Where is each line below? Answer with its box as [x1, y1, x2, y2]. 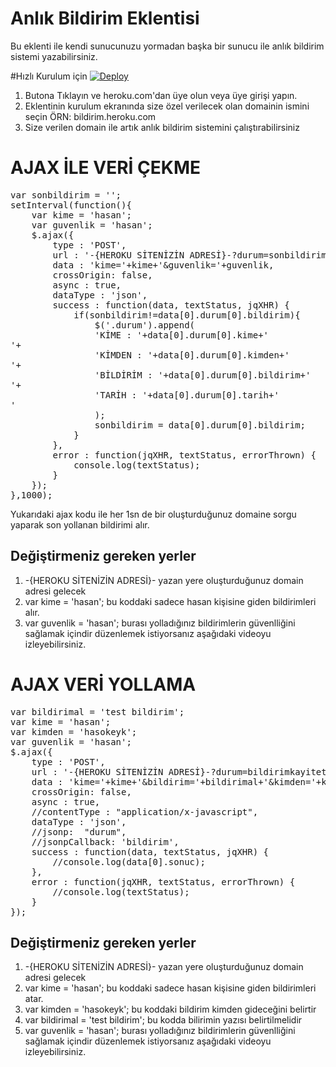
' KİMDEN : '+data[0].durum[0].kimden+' [94, 349, 290, 361]
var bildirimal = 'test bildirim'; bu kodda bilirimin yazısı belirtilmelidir [24, 1014, 303, 1026]
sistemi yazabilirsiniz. [10, 50, 98, 62]
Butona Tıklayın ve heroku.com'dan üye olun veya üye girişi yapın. [24, 89, 298, 101]
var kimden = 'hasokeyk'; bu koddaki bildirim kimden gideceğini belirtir [24, 1003, 317, 1016]
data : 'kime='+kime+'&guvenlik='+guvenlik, [52, 259, 275, 271]
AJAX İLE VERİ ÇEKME [10, 157, 202, 179]
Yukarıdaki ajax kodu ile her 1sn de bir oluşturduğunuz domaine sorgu [10, 508, 297, 520]
